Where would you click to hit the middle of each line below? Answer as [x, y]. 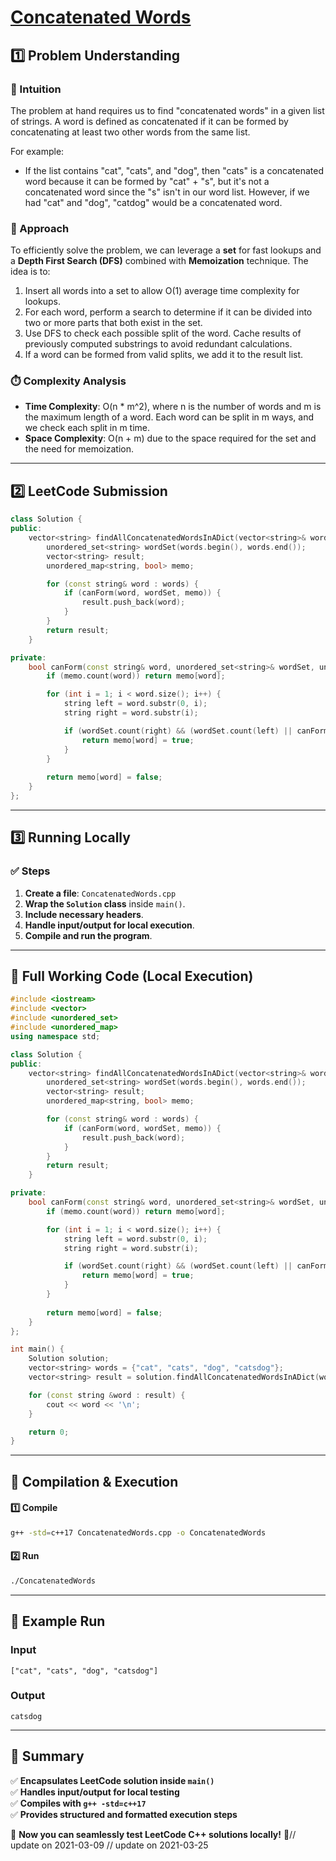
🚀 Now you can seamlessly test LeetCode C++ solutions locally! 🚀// [153, 1834]
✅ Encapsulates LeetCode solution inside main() [112, 1780]
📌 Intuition [36, 89]
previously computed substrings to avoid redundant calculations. [158, 344]
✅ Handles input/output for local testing [95, 1792]
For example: [37, 151]
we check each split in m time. [87, 428]
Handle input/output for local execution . [109, 925]
